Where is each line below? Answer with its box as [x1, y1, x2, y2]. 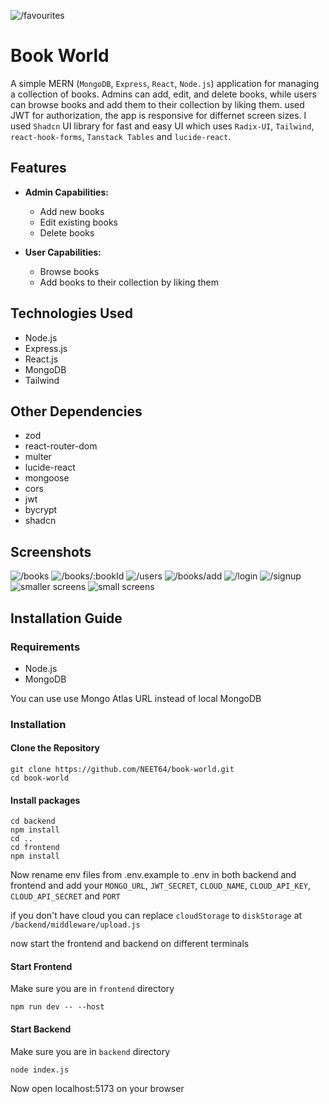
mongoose [24, 472, 70, 484]
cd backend [10, 816, 56, 827]
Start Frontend [10, 960, 73, 972]
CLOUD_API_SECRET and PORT [10, 890, 121, 902]
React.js [24, 353, 59, 365]
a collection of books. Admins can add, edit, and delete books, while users [10, 88, 317, 100]
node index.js [10, 1065, 70, 1075]
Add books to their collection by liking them [39, 276, 220, 288]
